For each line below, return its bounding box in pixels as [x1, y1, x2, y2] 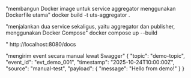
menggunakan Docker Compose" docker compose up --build [5, 29, 157, 36]
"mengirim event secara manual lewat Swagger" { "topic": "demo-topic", [5, 52, 186, 59]
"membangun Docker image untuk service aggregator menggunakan [5, 5, 176, 12]
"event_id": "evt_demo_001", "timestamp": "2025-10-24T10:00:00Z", [5, 59, 175, 65]
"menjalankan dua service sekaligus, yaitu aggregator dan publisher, [5, 23, 175, 30]
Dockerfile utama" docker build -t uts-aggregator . [5, 11, 130, 18]
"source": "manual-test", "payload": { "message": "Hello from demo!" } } [5, 65, 184, 72]
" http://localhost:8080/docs [5, 41, 76, 48]
